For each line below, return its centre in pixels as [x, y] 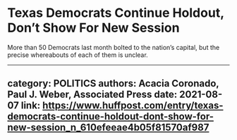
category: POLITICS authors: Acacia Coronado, [113, 83]
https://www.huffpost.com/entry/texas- [133, 106]
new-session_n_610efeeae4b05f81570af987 [108, 128]
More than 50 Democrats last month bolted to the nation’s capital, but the [114, 47]
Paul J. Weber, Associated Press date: [92, 95]
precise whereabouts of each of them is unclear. [78, 55]
